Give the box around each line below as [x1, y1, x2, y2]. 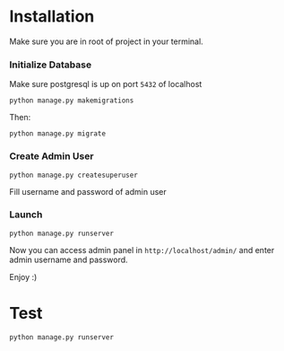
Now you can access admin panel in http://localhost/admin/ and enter [9, 244, 275, 255]
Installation [9, 6, 95, 27]
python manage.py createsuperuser [9, 171, 139, 180]
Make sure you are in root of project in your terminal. [9, 36, 203, 47]
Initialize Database [9, 58, 92, 71]
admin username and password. [9, 254, 128, 265]
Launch [9, 208, 43, 221]
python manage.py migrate [9, 129, 106, 138]
